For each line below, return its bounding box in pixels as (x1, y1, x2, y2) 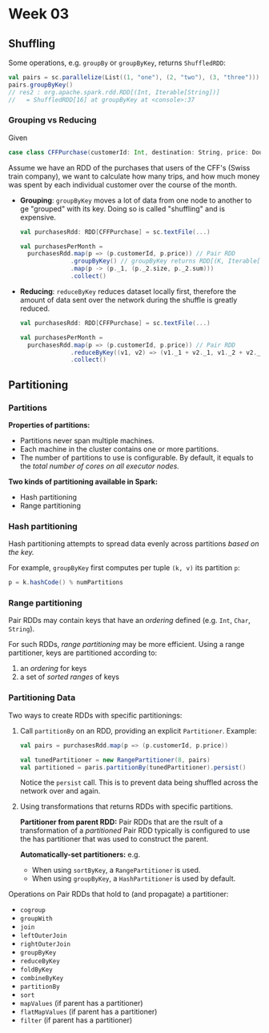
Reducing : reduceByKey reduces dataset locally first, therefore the (19, 286, 237, 296)
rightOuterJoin (19, 940, 71, 949)
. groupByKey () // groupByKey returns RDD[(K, (70, 257, 225, 265)
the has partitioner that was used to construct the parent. (19, 834, 209, 844)
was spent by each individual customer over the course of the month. (8, 179, 238, 189)
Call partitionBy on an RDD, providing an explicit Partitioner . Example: (19, 726, 258, 735)
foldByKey (19, 966, 54, 974)
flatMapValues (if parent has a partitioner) (19, 1007, 158, 1017)
